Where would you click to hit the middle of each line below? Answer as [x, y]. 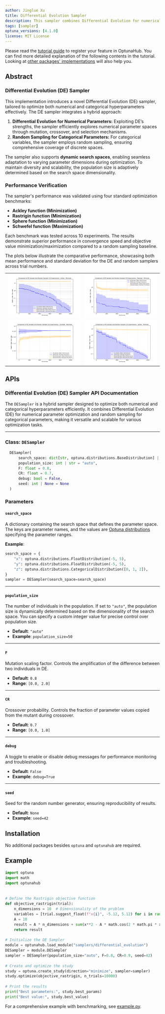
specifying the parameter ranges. [39, 534]
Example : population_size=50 [42, 637]
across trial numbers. [27, 266]
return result [28, 930]
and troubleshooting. [26, 762]
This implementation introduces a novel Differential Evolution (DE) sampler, [81, 101]
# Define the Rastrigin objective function [50, 899]
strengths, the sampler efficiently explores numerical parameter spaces [84, 126]
